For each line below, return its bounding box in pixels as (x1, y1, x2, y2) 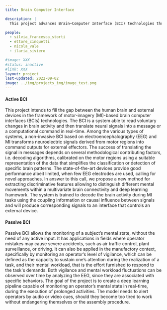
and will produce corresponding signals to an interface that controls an (5, 202, 151, 208)
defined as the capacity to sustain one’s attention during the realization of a (5, 257, 160, 263)
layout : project (5, 71, 39, 76)
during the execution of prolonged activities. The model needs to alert (5, 289, 148, 295)
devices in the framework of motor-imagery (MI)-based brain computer (5, 113, 152, 119)
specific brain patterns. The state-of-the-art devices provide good (5, 165, 141, 171)
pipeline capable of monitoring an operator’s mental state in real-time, (5, 283, 148, 289)
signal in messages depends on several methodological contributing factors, (5, 150, 162, 155)
